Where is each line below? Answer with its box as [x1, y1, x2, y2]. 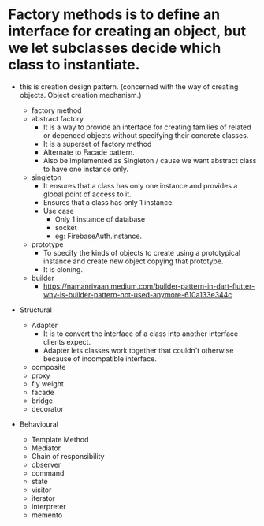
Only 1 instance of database [54, 215, 146, 224]
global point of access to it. [43, 189, 132, 199]
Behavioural [19, 420, 59, 429]
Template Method [31, 435, 89, 444]
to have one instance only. [43, 164, 128, 173]
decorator [31, 404, 64, 413]
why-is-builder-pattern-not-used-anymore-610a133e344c [43, 289, 232, 299]
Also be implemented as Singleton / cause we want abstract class [43, 155, 257, 165]
